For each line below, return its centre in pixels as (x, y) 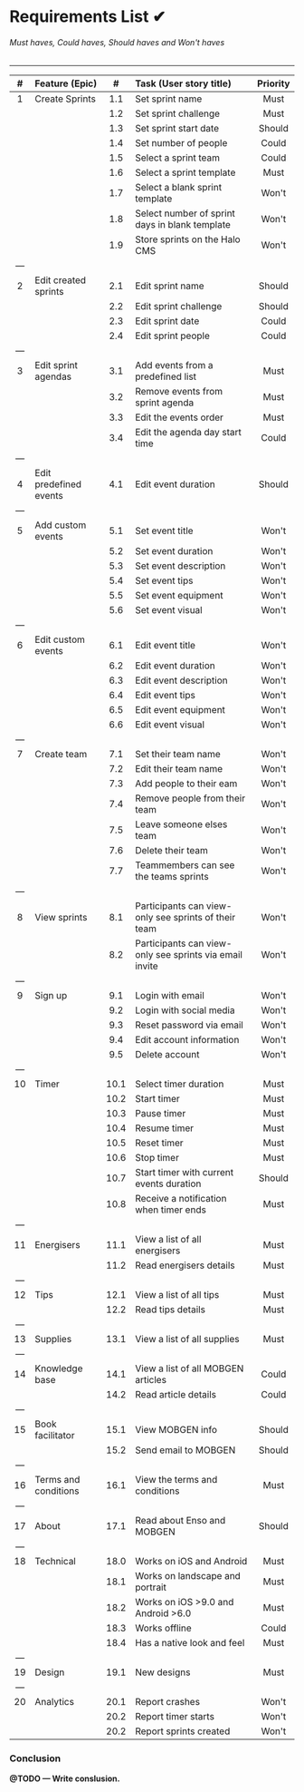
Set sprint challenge (177, 113)
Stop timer (157, 1158)
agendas (53, 376)
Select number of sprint (185, 213)
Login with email (170, 996)
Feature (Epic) (66, 83)
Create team (61, 755)
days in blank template (183, 225)
